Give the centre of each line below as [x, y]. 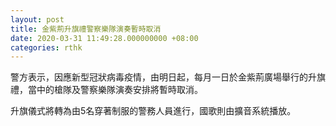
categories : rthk [46, 47]
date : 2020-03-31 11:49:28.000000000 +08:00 [104, 38]
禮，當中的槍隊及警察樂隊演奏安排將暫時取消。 [106, 90]
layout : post [37, 19]
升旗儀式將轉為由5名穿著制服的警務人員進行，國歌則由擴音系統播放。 [153, 111]
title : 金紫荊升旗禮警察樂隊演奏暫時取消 [86, 29]
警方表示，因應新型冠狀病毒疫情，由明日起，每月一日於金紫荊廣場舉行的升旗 [168, 77]
